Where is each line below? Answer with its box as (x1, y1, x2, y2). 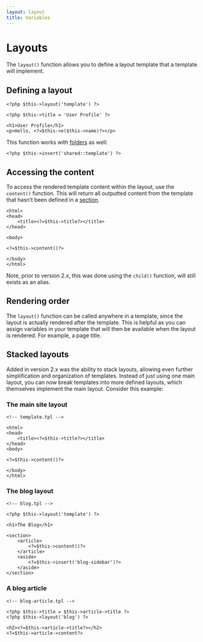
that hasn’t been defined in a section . (6, 196, 100, 204)
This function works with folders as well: (6, 138, 108, 146)
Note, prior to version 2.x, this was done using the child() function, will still (6, 272, 196, 279)
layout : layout (6, 9, 45, 15)
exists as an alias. (6, 279, 51, 286)
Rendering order (6, 296, 70, 307)
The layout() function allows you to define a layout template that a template (6, 61, 198, 68)
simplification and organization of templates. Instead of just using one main (6, 372, 195, 379)
